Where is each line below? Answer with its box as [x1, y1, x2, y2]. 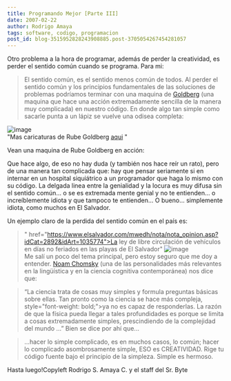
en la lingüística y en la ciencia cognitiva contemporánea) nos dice [23, 267, 214, 275]
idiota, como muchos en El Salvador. [7, 204, 111, 212]
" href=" [23, 231, 48, 239]
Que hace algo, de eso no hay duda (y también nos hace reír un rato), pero [7, 159, 219, 168]
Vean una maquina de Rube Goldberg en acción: [7, 146, 145, 155]
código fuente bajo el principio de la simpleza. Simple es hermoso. [23, 353, 214, 361]
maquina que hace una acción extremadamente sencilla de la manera [23, 97, 222, 106]
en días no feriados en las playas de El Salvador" [23, 245, 163, 253]
